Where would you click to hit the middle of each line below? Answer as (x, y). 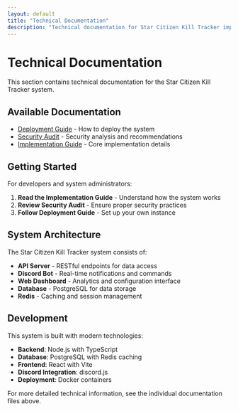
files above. (24, 401)
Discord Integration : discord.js (63, 372)
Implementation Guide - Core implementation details (94, 144)
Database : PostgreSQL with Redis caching (80, 357)
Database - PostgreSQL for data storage (77, 288)
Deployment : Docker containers (64, 379)
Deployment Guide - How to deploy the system (86, 129)
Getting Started (42, 167)
